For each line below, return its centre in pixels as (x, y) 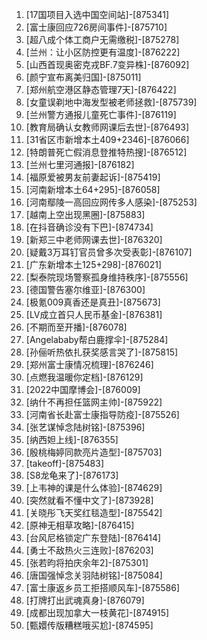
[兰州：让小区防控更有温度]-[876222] (103, 52)
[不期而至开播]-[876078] (76, 327)
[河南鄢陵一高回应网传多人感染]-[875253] (111, 202)
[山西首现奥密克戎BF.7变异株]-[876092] (107, 64)
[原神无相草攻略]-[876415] (80, 525)
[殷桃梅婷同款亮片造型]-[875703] (94, 452)
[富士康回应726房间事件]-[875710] (96, 27)
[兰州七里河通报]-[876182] (80, 164)
